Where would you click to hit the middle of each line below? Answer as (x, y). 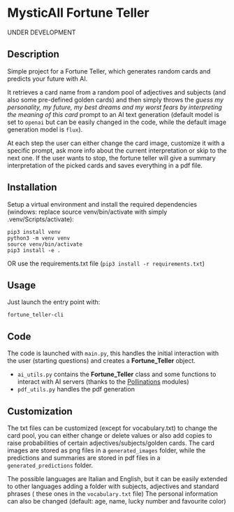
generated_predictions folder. (50, 465)
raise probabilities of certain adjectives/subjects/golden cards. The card (111, 443)
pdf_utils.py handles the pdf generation (76, 389)
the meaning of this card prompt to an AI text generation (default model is (114, 114)
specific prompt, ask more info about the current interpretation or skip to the (117, 150)
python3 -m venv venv (39, 238)
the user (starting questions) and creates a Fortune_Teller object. (101, 361)
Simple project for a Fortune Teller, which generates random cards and (109, 71)
